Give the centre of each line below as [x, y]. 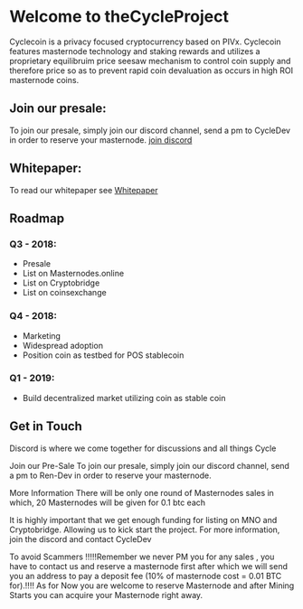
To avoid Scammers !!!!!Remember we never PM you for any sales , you [142, 557]
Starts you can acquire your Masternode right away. [106, 595]
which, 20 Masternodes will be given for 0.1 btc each [108, 502]
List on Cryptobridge [61, 283]
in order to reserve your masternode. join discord [101, 140]
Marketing [42, 335]
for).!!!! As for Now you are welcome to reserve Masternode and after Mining [152, 586]
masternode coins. [44, 80]
